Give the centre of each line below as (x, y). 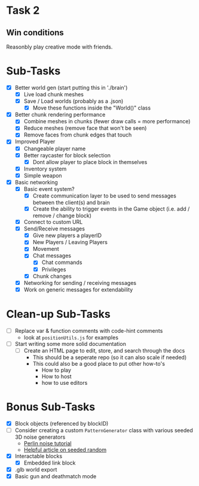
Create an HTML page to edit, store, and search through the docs (104, 350)
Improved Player (35, 142)
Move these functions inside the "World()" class (92, 108)
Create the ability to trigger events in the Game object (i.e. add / (111, 209)
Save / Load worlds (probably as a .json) (74, 101)
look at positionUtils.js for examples (71, 337)
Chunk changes (52, 276)
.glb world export (36, 470)
